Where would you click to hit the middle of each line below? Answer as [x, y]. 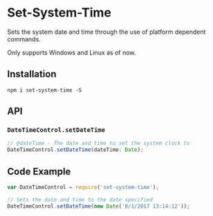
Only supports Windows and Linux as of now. [72, 52]
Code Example [39, 171]
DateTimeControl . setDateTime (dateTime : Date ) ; [75, 150]
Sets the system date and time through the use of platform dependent [106, 32]
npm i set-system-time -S [44, 90]
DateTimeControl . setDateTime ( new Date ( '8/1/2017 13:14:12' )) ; [99, 206]
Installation [32, 74]
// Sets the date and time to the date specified [80, 199]
